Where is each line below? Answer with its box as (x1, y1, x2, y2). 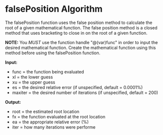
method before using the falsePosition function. (5, 50, 101, 56)
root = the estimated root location (12, 109, 79, 114)
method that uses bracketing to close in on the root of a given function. (5, 30, 147, 36)
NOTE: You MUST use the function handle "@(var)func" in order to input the (5, 39, 158, 45)
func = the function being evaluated (12, 68, 84, 74)
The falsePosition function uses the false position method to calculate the (5, 20, 152, 25)
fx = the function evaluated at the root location (12, 113, 106, 119)
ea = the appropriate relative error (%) (12, 119, 89, 125)
